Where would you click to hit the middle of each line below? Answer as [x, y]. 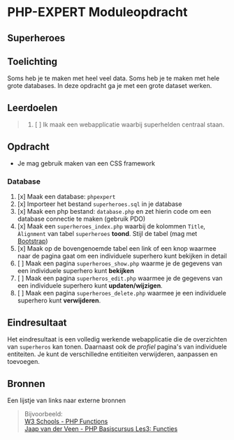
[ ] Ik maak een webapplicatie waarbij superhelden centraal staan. [130, 125]
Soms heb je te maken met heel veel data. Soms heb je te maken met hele [114, 78]
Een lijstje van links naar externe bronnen [66, 400]
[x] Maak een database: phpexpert [66, 197]
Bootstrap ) [32, 241]
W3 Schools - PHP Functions [66, 421]
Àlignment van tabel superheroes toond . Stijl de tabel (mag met [107, 234]
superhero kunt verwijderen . [59, 300]
